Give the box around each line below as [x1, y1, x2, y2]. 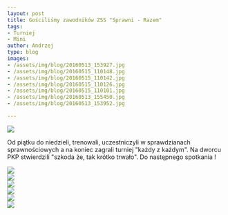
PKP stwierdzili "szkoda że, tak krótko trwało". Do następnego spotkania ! [7, 153, 216, 161]
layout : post [7, 10, 45, 17]
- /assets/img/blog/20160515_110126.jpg [7, 81, 126, 88]
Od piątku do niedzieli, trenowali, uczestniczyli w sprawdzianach [7, 138, 191, 146]
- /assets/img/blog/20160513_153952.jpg [7, 100, 126, 107]
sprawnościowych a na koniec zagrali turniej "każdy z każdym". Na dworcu [7, 145, 222, 153]
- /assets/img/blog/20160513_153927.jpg [7, 62, 126, 68]
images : [7, 55, 30, 62]
